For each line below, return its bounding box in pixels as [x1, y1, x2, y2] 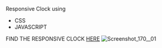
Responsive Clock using [5, 5, 66, 12]
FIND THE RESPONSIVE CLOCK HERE [5, 35, 101, 42]
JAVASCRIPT [14, 24, 47, 30]
